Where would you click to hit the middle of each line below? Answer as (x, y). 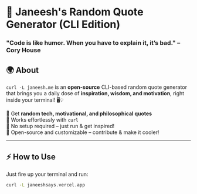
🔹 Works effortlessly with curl (43, 119)
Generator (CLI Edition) (63, 24)
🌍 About (23, 70)
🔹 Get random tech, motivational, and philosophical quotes (79, 113)
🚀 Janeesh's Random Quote (75, 12)
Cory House (23, 51)
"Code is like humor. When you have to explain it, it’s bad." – (93, 43)
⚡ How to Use (31, 157)
